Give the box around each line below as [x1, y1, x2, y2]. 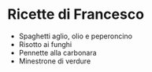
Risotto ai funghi [18, 39, 72, 49]
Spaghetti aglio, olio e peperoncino [18, 31, 133, 41]
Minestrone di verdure [18, 56, 91, 66]
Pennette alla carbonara [18, 48, 97, 57]
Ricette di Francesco [7, 5, 145, 23]
